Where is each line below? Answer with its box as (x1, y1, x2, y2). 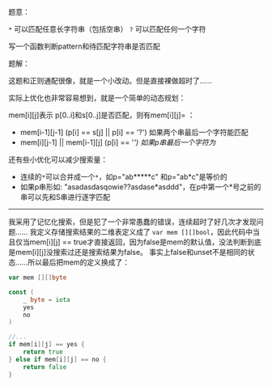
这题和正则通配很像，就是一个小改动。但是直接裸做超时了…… (8, 76, 213, 85)
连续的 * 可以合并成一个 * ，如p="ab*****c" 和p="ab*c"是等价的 (19, 172, 228, 181)
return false (23, 363, 67, 371)
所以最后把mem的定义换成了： (28, 257, 130, 267)
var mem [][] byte (8, 274, 67, 282)
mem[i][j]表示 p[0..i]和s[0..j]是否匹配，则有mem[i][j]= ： (8, 110, 195, 120)
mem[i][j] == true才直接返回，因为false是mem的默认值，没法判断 (29, 237, 248, 247)
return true (23, 348, 63, 356)
